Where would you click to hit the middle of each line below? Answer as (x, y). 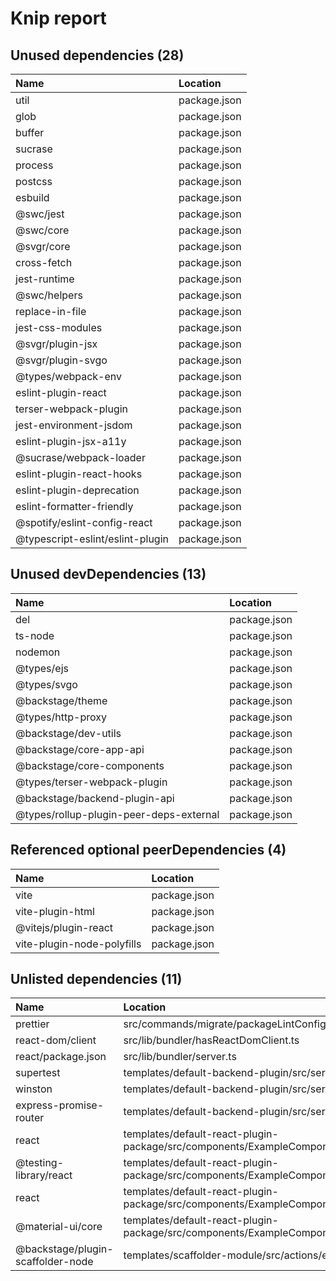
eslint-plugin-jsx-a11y (71, 441)
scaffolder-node (54, 1262)
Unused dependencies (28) (97, 55)
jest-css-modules (59, 327)
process (34, 165)
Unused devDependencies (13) (108, 574)
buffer (30, 132)
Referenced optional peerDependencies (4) (148, 850)
